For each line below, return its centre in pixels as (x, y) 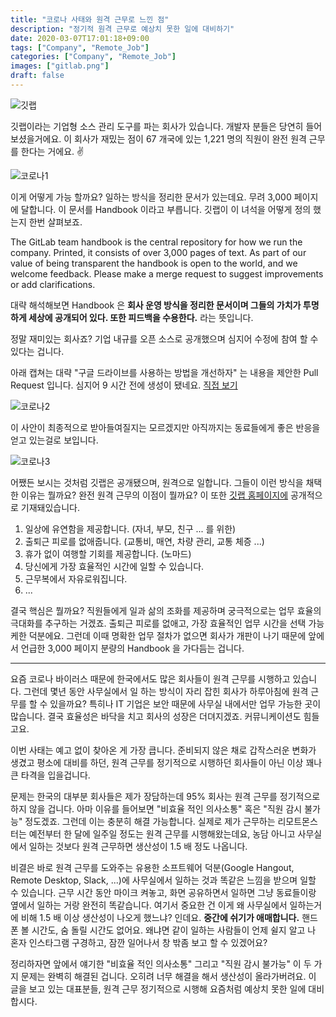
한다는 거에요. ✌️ (52, 151)
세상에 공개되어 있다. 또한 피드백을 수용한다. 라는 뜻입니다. (141, 317)
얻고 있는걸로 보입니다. (54, 440)
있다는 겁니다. (37, 351)
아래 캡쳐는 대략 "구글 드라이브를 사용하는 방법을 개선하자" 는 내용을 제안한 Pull (164, 372)
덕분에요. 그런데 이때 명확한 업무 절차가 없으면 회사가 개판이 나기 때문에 (167, 635)
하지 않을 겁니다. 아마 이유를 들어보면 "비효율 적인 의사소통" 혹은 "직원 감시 (156, 808)
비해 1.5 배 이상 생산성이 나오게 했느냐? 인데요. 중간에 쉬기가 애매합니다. (160, 917)
